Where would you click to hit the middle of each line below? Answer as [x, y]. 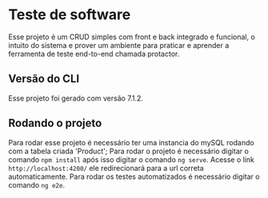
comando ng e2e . [37, 184]
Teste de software [70, 15]
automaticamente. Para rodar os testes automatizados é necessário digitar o [134, 176]
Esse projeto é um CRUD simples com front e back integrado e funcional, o [132, 37]
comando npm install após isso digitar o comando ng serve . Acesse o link [131, 159]
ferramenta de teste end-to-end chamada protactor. [94, 53]
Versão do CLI [44, 79]
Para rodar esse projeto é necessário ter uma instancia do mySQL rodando [131, 142]
